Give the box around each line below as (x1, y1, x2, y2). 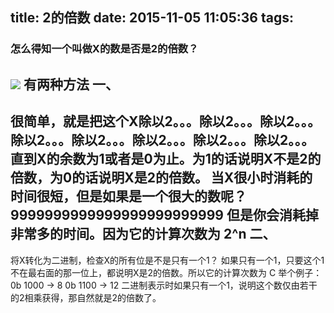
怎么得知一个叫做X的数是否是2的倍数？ (10, 42, 199, 56)
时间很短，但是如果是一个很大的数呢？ (10, 188, 247, 205)
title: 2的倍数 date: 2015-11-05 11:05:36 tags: (10, 9, 294, 27)
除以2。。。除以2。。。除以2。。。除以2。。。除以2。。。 (10, 132, 315, 149)
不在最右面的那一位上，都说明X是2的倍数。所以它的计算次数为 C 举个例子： (10, 266, 323, 278)
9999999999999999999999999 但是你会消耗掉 (10, 207, 319, 224)
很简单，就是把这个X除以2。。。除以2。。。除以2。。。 (10, 113, 322, 130)
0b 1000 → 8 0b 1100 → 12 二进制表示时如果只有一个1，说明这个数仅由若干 (10, 279, 318, 291)
